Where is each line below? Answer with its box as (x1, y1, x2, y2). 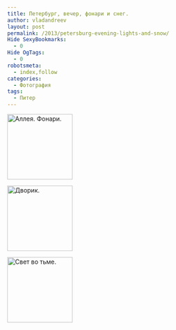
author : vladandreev (7, 17, 67, 24)
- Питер (13, 95, 36, 102)
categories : (7, 75, 42, 82)
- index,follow (13, 68, 58, 75)
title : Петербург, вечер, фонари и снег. (7, 10, 129, 17)
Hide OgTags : (7, 50, 45, 57)
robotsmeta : (7, 62, 42, 69)
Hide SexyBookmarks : (7, 36, 67, 43)
